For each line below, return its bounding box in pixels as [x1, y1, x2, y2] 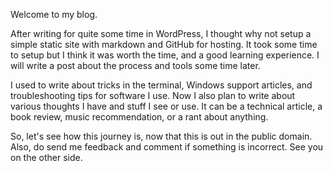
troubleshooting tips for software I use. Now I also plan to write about [10, 90, 296, 101]
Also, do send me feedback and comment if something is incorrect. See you [10, 141, 324, 153]
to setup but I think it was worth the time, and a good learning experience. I [10, 49, 320, 61]
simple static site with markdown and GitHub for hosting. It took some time [10, 39, 318, 50]
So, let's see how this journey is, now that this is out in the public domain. [10, 130, 313, 142]
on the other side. [10, 152, 83, 163]
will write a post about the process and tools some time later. [10, 60, 261, 71]
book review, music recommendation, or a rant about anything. [10, 111, 269, 123]
